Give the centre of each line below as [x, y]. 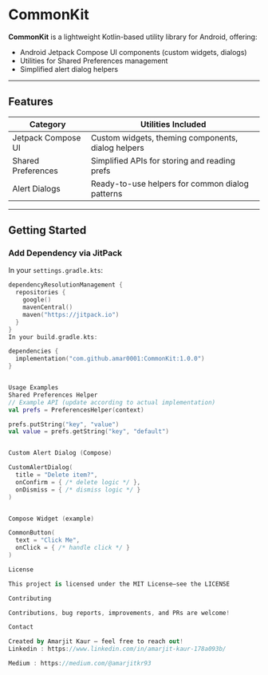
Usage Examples [33, 388]
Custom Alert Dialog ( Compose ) [60, 453]
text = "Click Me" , [48, 540]
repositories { [41, 293]
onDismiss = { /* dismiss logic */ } [78, 489]
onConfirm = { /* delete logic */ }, [78, 482]
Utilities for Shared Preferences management [94, 61]
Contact [21, 627]
